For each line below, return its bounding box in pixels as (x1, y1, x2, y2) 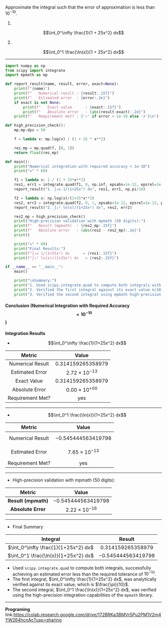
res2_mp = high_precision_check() (14, 214, 85, 219)
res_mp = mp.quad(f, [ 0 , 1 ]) (14, 146, 75, 151)
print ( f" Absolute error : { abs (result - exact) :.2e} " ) (23, 109, 146, 114)
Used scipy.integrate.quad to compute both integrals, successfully (12, 565, 152, 571)
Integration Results (5, 330, 46, 336)
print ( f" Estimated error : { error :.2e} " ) (14, 95, 110, 100)
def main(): (5, 159, 30, 164)
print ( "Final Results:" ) (14, 246, 66, 251)
